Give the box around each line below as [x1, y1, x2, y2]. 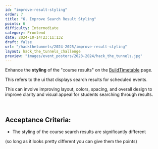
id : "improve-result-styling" [5, 7, 68, 12]
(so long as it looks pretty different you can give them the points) [5, 139, 138, 145]
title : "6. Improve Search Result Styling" [5, 16, 97, 21]
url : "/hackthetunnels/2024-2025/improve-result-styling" [5, 44, 127, 49]
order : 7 [5, 12, 23, 17]
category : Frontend [5, 30, 46, 35]
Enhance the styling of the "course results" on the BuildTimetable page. [5, 67, 153, 73]
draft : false [5, 40, 32, 45]
